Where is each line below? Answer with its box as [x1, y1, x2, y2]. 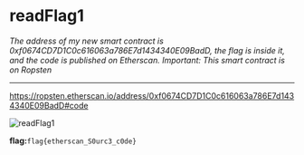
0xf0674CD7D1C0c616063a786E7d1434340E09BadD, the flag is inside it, [9, 44, 285, 55]
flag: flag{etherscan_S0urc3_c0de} [9, 135, 138, 146]
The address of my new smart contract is [9, 35, 165, 46]
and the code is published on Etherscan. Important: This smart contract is [9, 54, 285, 65]
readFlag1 [9, 5, 84, 26]
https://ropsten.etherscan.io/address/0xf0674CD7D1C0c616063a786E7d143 [9, 90, 295, 101]
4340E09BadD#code [9, 100, 89, 111]
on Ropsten [9, 64, 52, 75]
